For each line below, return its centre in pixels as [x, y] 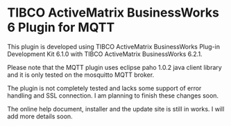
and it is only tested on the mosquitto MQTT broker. [81, 75]
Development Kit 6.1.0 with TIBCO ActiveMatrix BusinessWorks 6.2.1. [105, 54]
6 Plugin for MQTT [61, 27]
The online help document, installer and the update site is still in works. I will [116, 109]
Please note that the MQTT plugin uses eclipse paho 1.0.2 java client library [114, 67]
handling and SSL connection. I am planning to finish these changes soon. [113, 96]
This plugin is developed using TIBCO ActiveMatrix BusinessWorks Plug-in [114, 46]
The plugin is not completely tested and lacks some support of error [104, 88]
